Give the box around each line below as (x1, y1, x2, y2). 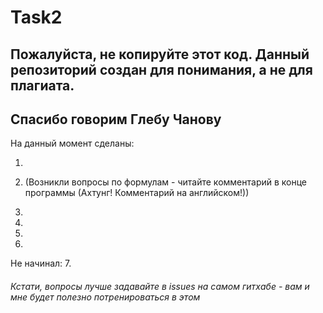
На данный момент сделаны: (10, 137, 135, 150)
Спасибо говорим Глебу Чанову (10, 111, 222, 128)
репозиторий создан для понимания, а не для (10, 61, 313, 78)
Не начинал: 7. (10, 257, 72, 270)
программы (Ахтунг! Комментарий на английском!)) (24, 187, 250, 199)
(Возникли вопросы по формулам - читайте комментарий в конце (24, 176, 308, 188)
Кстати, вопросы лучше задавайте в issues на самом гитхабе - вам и (10, 280, 310, 292)
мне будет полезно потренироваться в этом (10, 291, 201, 303)
